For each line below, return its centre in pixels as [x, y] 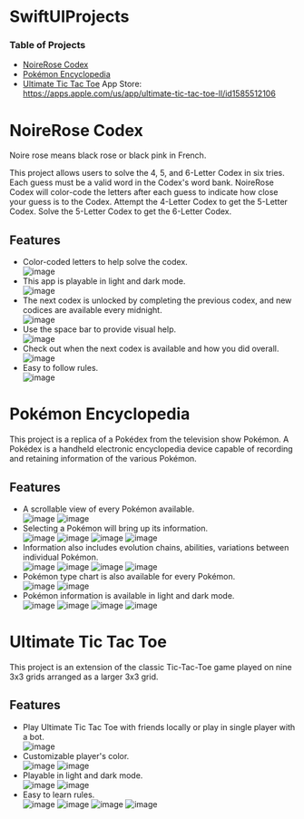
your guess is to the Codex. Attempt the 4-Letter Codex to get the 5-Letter [149, 202]
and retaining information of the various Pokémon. [103, 459]
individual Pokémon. [60, 557]
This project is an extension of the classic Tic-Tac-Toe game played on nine [151, 667]
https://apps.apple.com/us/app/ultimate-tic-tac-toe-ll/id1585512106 [149, 93]
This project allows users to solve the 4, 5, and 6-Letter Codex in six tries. [147, 173]
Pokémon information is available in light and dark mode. [128, 595]
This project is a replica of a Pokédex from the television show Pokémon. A [149, 439]
